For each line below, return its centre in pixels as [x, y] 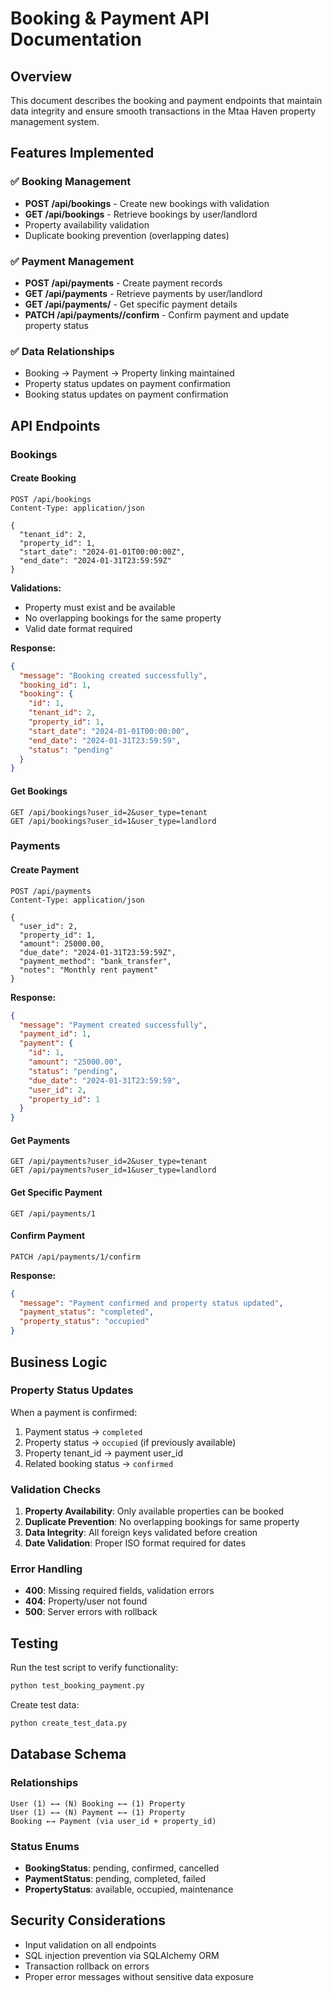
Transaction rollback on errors [87, 1966]
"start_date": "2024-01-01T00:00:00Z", [102, 552]
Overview [41, 76]
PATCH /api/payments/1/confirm [75, 1257]
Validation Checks [56, 1489]
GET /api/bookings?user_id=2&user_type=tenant [109, 812]
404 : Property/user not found [86, 1601]
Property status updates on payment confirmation [127, 384]
